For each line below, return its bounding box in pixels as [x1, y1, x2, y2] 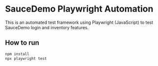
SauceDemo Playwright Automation [5, 3, 154, 15]
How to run [5, 39, 40, 47]
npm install [5, 51, 29, 56]
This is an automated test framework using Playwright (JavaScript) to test [5, 19, 153, 25]
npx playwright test [5, 56, 47, 61]
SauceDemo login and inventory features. [5, 24, 89, 30]
